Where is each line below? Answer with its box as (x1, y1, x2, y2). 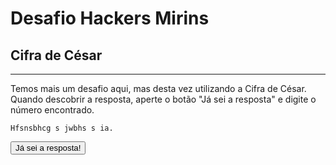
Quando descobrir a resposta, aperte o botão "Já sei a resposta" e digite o (10, 93, 317, 105)
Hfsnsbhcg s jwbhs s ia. (10, 123, 114, 133)
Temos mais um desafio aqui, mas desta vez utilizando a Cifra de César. (10, 83, 307, 94)
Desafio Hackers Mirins (10, 7, 210, 30)
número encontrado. (10, 104, 95, 116)
